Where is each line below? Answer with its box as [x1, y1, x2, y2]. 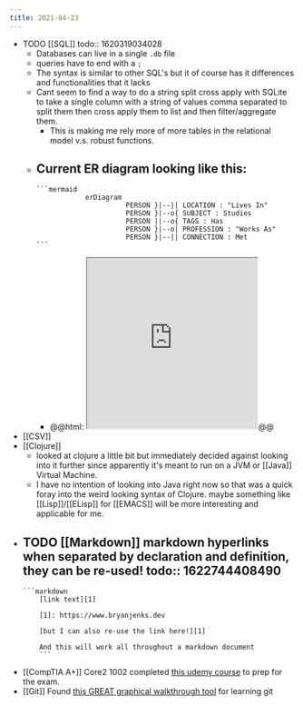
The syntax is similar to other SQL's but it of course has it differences [35, 67, 295, 78]
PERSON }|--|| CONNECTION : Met [125, 233, 248, 242]
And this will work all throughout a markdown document [39, 642, 255, 652]
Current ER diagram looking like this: [35, 161, 248, 177]
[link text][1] [39, 595, 97, 604]
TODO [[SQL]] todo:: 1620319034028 [22, 38, 162, 49]
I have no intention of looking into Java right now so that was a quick [35, 479, 293, 491]
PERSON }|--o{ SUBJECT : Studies [125, 209, 252, 218]
